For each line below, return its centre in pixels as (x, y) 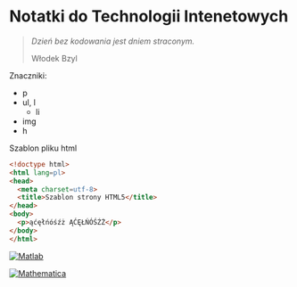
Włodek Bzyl (54, 58)
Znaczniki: (28, 75)
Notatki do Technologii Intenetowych (149, 16)
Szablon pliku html (43, 148)
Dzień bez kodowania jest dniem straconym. (113, 41)
